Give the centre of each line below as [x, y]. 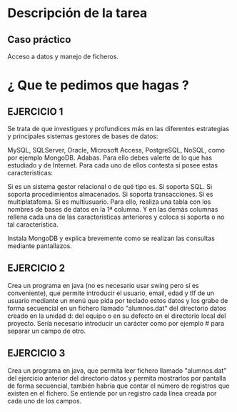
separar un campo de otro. [47, 331]
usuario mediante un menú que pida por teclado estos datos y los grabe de [118, 300]
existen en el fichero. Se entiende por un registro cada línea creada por [112, 393]
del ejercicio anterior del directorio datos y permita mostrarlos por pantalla [117, 378]
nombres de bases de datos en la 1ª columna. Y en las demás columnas [113, 209]
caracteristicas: [30, 173]
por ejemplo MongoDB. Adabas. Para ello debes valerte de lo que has [110, 158]
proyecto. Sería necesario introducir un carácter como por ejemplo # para [116, 323]
